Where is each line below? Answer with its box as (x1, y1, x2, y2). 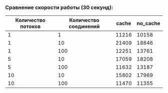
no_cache (136, 20, 160, 27)
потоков (19, 23, 41, 30)
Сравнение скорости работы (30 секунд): (5, 4, 113, 11)
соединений (68, 23, 100, 30)
